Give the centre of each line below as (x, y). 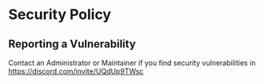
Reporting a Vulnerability (72, 44)
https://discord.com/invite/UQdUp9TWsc (76, 71)
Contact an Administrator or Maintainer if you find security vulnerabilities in (132, 63)
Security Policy (60, 15)
